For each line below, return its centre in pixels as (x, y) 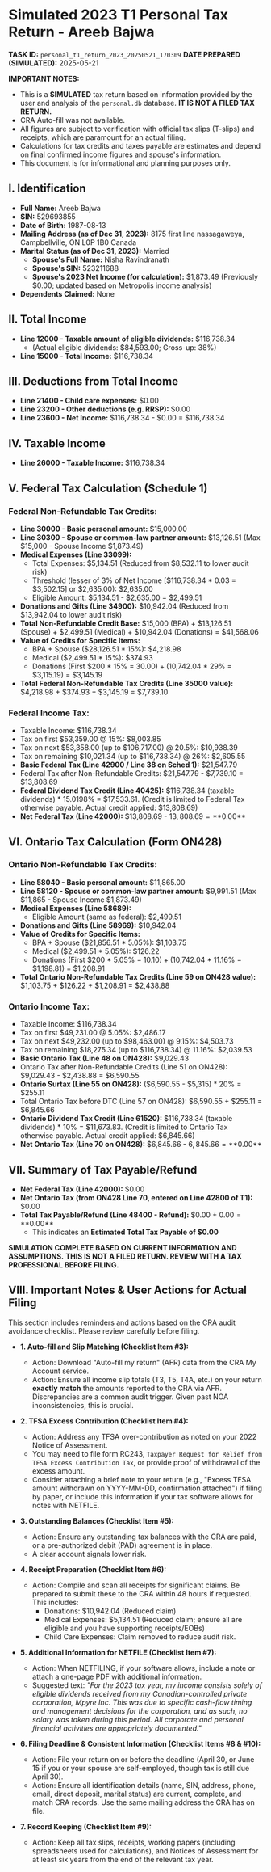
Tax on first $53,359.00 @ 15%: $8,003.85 (90, 739)
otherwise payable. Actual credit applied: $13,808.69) (109, 808)
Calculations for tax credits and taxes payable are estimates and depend (140, 145)
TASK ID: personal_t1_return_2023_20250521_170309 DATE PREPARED (124, 54)
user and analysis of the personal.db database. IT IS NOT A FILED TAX (138, 103)
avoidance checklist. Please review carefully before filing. (104, 1330)
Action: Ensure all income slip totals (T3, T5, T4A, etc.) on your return (147, 1379)
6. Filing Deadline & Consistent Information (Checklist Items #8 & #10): (140, 1743)
